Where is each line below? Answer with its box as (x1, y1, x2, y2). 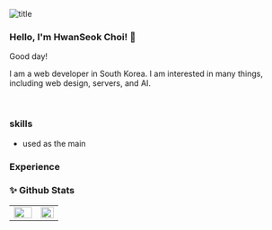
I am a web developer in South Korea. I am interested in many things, (9, 68, 263, 80)
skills (9, 117, 33, 130)
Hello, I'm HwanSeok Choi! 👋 (9, 30, 136, 43)
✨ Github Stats (9, 184, 75, 197)
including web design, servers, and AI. (9, 78, 151, 89)
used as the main (22, 138, 87, 149)
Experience (9, 160, 60, 173)
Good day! (9, 51, 48, 62)
